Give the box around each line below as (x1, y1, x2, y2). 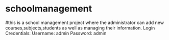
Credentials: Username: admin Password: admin (5, 30, 107, 36)
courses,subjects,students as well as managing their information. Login (5, 24, 155, 30)
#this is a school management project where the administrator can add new (5, 19, 164, 25)
